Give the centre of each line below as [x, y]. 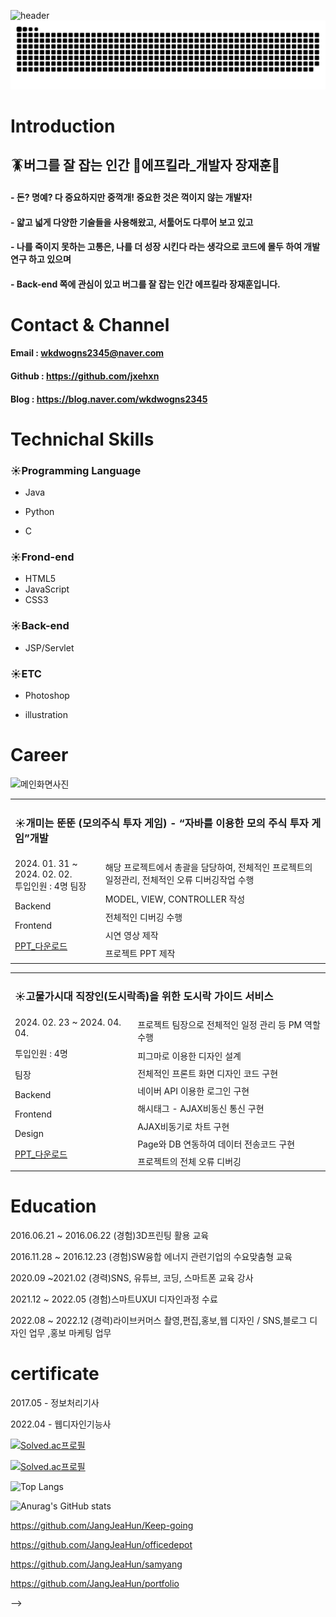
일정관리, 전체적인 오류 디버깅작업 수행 [179, 879]
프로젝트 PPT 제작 [140, 954]
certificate [55, 1374]
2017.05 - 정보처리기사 [55, 1402]
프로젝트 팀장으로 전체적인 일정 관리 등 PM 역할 [229, 1025]
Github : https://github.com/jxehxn [85, 376]
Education [53, 1206]
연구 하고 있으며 [41, 259]
